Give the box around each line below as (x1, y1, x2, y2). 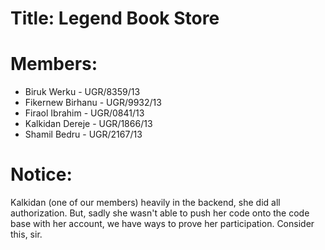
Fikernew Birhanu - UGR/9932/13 (24, 97, 162, 109)
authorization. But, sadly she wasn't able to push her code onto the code (10, 207, 310, 219)
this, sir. (10, 228, 43, 241)
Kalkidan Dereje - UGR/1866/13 (24, 118, 153, 130)
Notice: (10, 163, 73, 186)
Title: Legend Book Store (10, 7, 220, 30)
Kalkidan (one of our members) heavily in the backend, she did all (10, 197, 281, 209)
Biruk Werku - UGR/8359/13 (24, 86, 141, 98)
